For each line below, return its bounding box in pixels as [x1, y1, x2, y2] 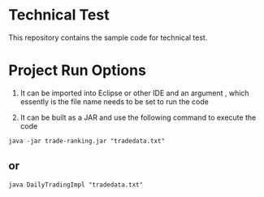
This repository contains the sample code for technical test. [8, 33, 208, 42]
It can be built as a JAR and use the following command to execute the [19, 112, 257, 122]
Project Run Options [8, 61, 146, 80]
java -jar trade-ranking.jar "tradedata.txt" [8, 137, 165, 145]
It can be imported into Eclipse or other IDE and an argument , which [19, 88, 249, 98]
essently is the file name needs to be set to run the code [19, 96, 209, 107]
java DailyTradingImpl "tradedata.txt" [8, 181, 144, 189]
